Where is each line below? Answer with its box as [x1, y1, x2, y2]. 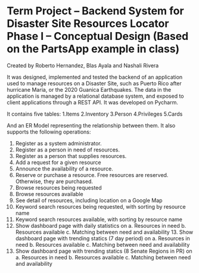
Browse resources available [15, 190, 83, 197]
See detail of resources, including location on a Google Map [15, 197, 163, 204]
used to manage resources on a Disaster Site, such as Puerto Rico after [7, 79, 182, 87]
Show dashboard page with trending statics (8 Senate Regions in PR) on [15, 247, 192, 255]
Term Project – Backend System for [7, 4, 184, 18]
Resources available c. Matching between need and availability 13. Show [15, 228, 193, 235]
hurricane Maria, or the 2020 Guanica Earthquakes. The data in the [7, 86, 172, 93]
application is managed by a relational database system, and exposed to [7, 92, 184, 100]
